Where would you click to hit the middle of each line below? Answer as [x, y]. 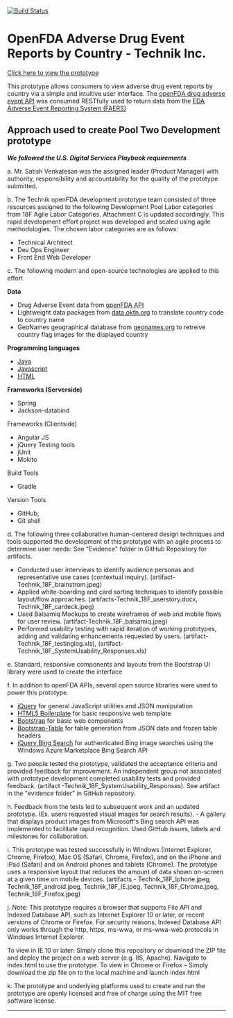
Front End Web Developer [54, 257]
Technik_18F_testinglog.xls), [57, 643]
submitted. [23, 186]
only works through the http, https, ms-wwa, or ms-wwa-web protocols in [113, 929]
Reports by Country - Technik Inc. [107, 54]
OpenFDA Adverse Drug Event [96, 39]
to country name [41, 319]
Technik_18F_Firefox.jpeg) [44, 894]
